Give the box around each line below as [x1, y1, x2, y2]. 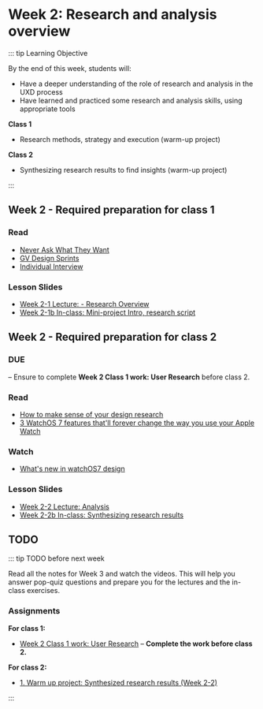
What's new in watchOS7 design [19, 464, 125, 474]
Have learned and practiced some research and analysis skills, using [19, 95, 243, 105]
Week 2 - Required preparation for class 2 [8, 330, 217, 344]
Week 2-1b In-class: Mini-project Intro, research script [19, 308, 196, 317]
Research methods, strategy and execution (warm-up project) [19, 134, 220, 144]
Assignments [8, 606, 61, 617]
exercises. [26, 586, 61, 595]
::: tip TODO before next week [8, 554, 105, 563]
